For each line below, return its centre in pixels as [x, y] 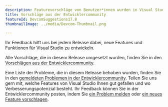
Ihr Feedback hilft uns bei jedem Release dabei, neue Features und [74, 43]
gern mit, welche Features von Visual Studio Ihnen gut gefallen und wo [78, 83]
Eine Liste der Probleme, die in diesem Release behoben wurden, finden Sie [83, 73]
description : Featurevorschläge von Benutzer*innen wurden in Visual [79, 10]
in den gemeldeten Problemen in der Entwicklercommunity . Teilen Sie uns [81, 78]
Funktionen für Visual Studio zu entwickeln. [50, 48]
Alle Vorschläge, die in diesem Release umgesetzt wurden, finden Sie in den [83, 58]
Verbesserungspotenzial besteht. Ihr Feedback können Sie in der [72, 89]
